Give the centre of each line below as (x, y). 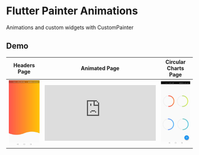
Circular (176, 62)
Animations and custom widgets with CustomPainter (70, 27)
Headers (24, 65)
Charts (176, 68)
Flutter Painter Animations (72, 11)
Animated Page (100, 68)
